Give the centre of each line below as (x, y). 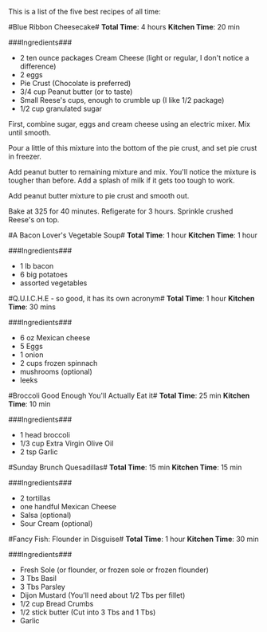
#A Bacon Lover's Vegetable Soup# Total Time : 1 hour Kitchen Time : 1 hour (133, 235)
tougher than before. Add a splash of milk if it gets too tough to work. (122, 180)
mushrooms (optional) (56, 371)
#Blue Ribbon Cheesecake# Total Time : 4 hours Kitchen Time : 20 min (124, 27)
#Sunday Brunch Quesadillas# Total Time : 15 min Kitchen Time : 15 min (125, 467)
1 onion (31, 355)
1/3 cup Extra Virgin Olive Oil (67, 443)
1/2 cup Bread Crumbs (57, 604)
